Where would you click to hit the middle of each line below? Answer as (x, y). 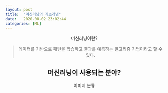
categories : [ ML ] (23, 24)
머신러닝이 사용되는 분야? (84, 72)
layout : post (19, 10)
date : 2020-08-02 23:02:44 (36, 19)
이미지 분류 (84, 86)
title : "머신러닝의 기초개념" (33, 14)
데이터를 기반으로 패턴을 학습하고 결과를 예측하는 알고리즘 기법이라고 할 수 (91, 49)
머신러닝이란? (84, 38)
